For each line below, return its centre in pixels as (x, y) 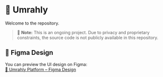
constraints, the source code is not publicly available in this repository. (88, 38)
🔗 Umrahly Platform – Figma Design (41, 69)
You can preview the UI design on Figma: (46, 64)
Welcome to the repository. (32, 23)
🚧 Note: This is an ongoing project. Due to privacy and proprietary (83, 32)
